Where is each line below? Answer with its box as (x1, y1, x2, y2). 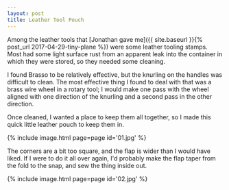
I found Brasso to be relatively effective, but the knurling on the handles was (7, 70, 223, 79)
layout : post (7, 10, 45, 17)
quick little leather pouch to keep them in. (7, 120, 125, 128)
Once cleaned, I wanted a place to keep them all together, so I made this (7, 112, 211, 121)
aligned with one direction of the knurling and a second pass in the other (7, 92, 213, 100)
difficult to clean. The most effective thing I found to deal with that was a (7, 78, 212, 86)
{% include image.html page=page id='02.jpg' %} (7, 174, 148, 182)
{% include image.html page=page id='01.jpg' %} (7, 133, 147, 141)
